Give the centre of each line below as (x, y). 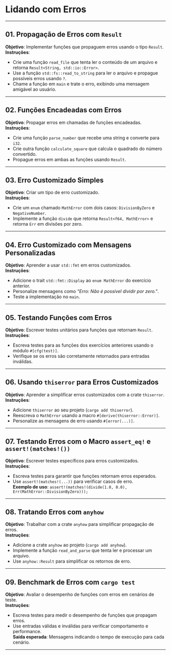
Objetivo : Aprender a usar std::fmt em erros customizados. (68, 265)
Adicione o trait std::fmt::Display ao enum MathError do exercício (82, 281)
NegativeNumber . (30, 213)
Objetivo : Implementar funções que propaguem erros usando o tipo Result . (84, 46)
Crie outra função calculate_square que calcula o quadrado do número (87, 149)
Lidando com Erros (46, 9)
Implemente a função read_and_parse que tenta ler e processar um (82, 550)
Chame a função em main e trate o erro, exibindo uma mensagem (81, 84)
